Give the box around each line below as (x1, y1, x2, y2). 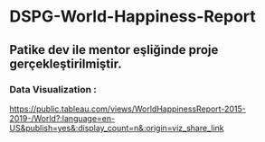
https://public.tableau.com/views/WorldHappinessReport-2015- (9, 103, 246, 114)
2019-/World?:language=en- (9, 112, 116, 123)
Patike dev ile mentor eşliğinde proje (9, 42, 219, 58)
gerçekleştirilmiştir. (9, 56, 122, 71)
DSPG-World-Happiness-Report (9, 6, 256, 27)
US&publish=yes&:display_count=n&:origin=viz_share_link (9, 122, 224, 133)
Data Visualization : (9, 83, 97, 95)
